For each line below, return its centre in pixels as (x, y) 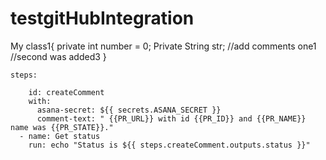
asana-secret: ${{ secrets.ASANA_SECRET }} (129, 110)
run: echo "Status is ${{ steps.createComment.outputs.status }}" (169, 145)
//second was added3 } (58, 56)
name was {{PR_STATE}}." (62, 127)
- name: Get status (60, 136)
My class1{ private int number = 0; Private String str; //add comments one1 (163, 46)
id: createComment (66, 92)
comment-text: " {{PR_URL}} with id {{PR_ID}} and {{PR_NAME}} (171, 118)
